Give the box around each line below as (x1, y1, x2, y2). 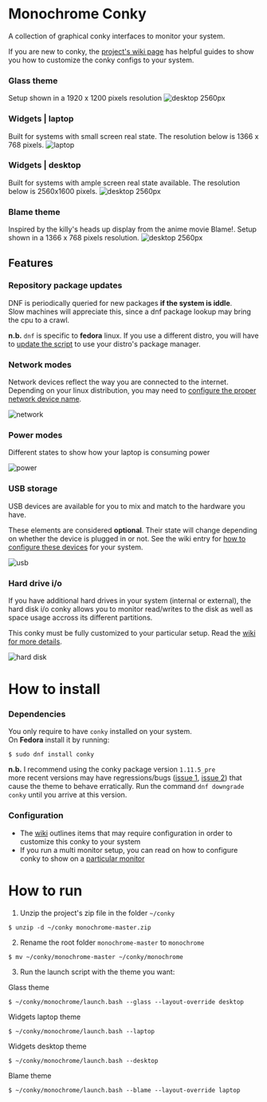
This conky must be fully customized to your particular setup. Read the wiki (8, 628, 257, 637)
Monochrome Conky (8, 5, 147, 23)
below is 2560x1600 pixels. (8, 186, 98, 196)
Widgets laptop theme (8, 1012, 81, 1021)
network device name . (8, 394, 82, 404)
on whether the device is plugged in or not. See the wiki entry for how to (8, 533, 246, 543)
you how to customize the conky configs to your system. (8, 55, 194, 65)
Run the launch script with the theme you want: (19, 967, 175, 977)
